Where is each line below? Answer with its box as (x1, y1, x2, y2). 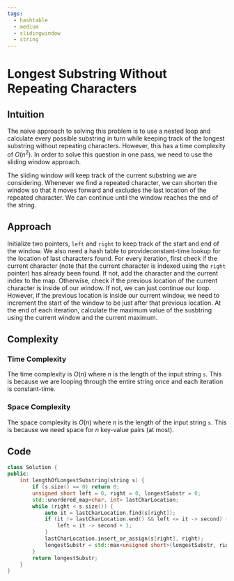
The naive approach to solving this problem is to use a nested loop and (7, 127, 211, 136)
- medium (13, 23, 39, 30)
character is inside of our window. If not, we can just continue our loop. (7, 283, 211, 292)
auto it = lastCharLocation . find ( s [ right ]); (44, 509, 176, 516)
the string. (7, 200, 37, 209)
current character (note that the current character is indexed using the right (7, 262, 226, 270)
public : (7, 470, 30, 477)
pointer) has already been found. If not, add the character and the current (7, 269, 218, 277)
